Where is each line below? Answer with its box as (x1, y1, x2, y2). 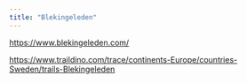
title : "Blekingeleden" (9, 12, 98, 22)
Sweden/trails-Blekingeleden (9, 64, 116, 74)
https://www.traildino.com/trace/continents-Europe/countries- (9, 54, 238, 64)
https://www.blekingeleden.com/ (9, 37, 130, 48)
